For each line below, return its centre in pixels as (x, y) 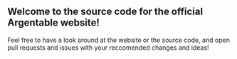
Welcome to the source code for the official (105, 12)
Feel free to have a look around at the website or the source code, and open (118, 40)
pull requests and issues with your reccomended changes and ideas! (108, 47)
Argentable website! (53, 23)
